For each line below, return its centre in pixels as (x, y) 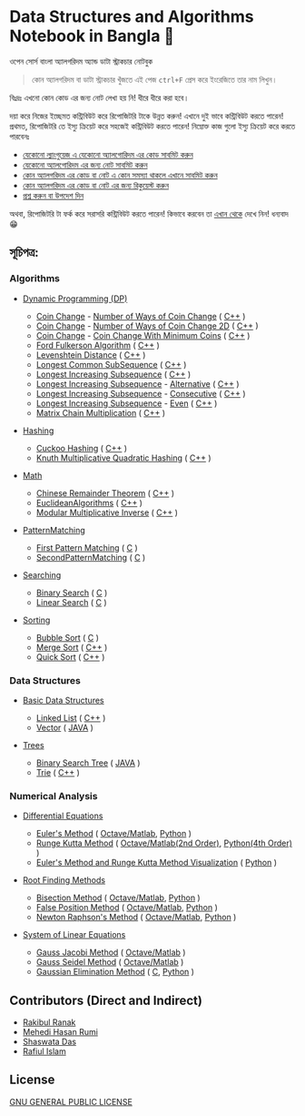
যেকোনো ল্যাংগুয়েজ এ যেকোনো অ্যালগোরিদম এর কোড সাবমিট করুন (108, 154)
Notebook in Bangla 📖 (92, 36)
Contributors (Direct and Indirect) (106, 1000)
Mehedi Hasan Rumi (60, 1032)
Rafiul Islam (44, 1051)
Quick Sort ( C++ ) (70, 656)
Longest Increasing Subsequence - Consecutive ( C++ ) (141, 393)
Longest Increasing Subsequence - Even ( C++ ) (127, 403)
